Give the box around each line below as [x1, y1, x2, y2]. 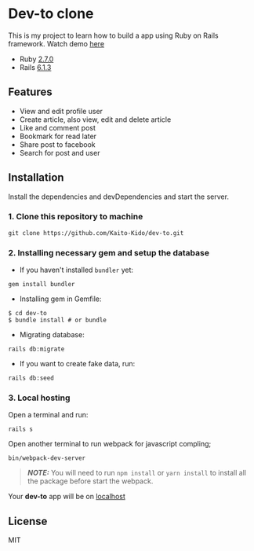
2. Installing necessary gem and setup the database [8, 247, 210, 258]
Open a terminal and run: [8, 410, 89, 420]
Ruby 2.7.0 [19, 54, 54, 64]
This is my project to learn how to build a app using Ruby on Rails [8, 31, 220, 40]
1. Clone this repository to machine [8, 211, 143, 222]
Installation [8, 171, 64, 185]
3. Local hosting [8, 392, 71, 403]
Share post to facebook [19, 139, 96, 149]
